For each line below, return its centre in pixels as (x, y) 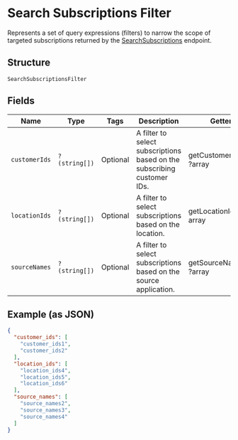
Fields (21, 101)
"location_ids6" (44, 384)
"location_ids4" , (46, 370)
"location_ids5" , (46, 377)
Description (159, 121)
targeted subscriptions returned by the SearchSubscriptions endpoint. (110, 40)
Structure (29, 63)
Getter (221, 121)
